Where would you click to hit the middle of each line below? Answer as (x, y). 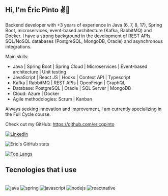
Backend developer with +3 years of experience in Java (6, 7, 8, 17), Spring (84, 25)
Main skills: (17, 56)
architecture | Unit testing (39, 71)
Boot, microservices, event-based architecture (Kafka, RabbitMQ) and (78, 30)
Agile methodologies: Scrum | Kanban (52, 99)
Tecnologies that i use (41, 170)
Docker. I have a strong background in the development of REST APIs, (78, 36)
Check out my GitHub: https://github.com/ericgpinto (60, 124)
